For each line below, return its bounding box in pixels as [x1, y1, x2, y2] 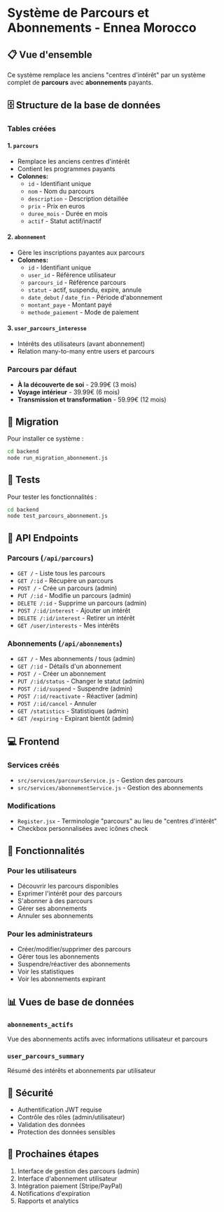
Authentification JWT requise [17, 1105, 102, 1114]
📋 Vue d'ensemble [7, 48, 92, 60]
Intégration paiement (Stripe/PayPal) [17, 1181, 123, 1190]
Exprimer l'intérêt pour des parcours [17, 889, 122, 898]
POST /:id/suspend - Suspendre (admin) [17, 684, 133, 693]
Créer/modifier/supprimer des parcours [17, 945, 132, 954]
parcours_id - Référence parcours [27, 278, 127, 286]
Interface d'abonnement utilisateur [17, 1174, 118, 1183]
